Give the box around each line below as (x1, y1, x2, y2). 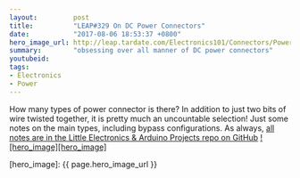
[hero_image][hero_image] (9, 142, 107, 152)
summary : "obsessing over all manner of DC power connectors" (9, 46, 274, 55)
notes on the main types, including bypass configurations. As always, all (9, 122, 275, 133)
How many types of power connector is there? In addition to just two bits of (9, 103, 287, 114)
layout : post (9, 12, 90, 22)
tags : (9, 63, 29, 72)
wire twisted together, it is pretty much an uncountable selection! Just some (9, 113, 288, 124)
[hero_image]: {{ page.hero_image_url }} (9, 158, 158, 169)
